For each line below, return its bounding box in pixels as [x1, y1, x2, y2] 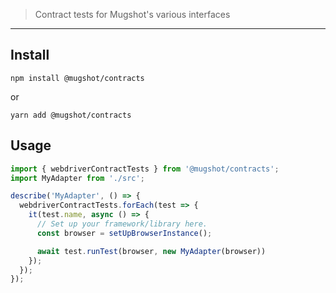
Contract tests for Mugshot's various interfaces [34, 9, 231, 20]
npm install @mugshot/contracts [10, 73, 145, 83]
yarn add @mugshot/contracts [10, 110, 132, 120]
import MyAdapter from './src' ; [10, 173, 145, 183]
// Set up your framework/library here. [36, 219, 208, 229]
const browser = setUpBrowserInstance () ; [36, 228, 213, 238]
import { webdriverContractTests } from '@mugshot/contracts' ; [10, 164, 280, 174]
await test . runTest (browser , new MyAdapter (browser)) [36, 246, 267, 256]
